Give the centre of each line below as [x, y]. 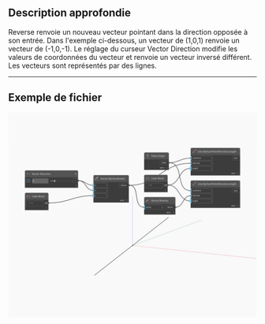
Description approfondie [70, 13]
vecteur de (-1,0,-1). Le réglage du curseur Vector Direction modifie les [123, 48]
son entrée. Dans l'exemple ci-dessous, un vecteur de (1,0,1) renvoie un [124, 40]
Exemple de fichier [55, 98]
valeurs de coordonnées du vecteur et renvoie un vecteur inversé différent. [130, 57]
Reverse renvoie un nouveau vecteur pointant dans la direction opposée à [128, 32]
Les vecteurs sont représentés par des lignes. [83, 65]
